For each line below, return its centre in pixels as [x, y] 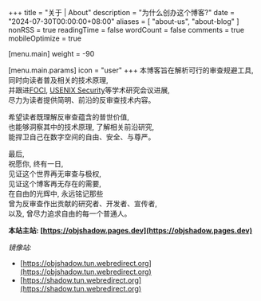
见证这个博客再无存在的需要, [55, 184]
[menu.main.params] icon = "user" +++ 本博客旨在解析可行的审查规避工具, [131, 70]
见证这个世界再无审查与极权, [55, 174]
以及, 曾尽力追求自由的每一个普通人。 [70, 213]
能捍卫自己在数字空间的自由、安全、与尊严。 [82, 137]
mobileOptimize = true [45, 38]
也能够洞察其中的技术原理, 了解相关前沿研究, [81, 127]
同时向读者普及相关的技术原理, [59, 80]
